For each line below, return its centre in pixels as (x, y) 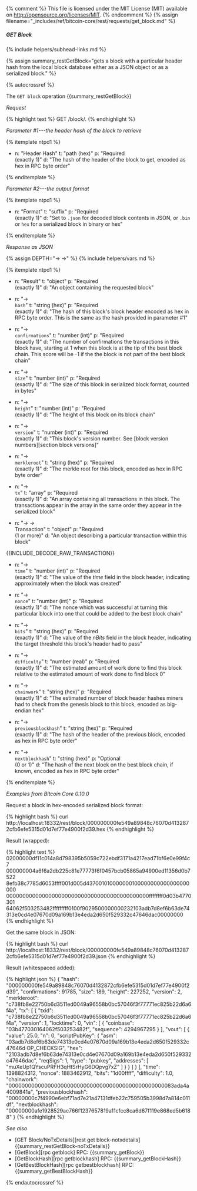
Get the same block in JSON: (41, 932)
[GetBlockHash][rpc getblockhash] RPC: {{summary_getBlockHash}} (98, 1159)
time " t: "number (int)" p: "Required (57, 571)
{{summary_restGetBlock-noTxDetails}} (62, 1146)
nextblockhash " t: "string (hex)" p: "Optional (67, 758)
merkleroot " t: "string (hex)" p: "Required (64, 462)
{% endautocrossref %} (35, 1182)
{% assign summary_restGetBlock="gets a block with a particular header (94, 61)
